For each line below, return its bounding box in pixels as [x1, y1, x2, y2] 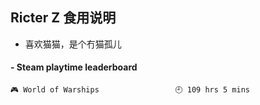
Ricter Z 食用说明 [10, 9, 117, 27]
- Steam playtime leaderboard [10, 61, 138, 73]
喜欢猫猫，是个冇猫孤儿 [24, 38, 122, 50]
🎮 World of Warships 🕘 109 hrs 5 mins [10, 85, 250, 95]
